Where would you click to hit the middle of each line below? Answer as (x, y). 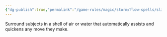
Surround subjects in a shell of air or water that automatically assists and (80, 24)
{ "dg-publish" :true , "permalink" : (40, 10)
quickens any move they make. (37, 29)
